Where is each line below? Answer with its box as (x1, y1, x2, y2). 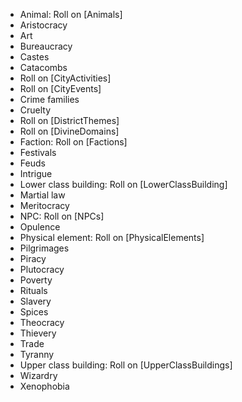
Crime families (19, 94, 80, 105)
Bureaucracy (19, 40, 73, 52)
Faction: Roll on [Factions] (19, 136, 128, 148)
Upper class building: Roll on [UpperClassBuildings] (19, 359, 233, 371)
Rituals (19, 285, 48, 296)
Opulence (19, 221, 61, 233)
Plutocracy (19, 264, 65, 275)
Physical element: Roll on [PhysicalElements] (19, 232, 205, 243)
